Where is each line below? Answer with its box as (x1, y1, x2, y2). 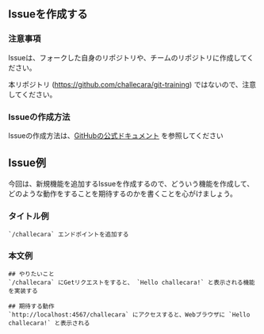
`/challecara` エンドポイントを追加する (8, 231, 129, 239)
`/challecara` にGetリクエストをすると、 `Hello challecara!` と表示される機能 (8, 278, 255, 287)
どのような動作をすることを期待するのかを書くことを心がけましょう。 (8, 189, 238, 198)
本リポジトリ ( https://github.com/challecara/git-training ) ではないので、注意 (8, 79, 257, 89)
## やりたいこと (8, 271, 55, 278)
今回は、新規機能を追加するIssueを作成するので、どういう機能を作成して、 (8, 179, 254, 188)
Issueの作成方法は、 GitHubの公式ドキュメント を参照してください (8, 130, 224, 140)
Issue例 (8, 156, 47, 170)
